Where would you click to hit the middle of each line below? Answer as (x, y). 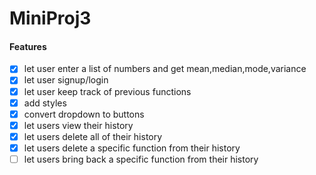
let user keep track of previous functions (107, 91)
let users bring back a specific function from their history (141, 159)
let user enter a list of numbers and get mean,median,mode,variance (165, 69)
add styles (45, 103)
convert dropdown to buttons (84, 114)
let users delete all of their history (93, 136)
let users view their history (78, 125)
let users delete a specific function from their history (132, 148)
